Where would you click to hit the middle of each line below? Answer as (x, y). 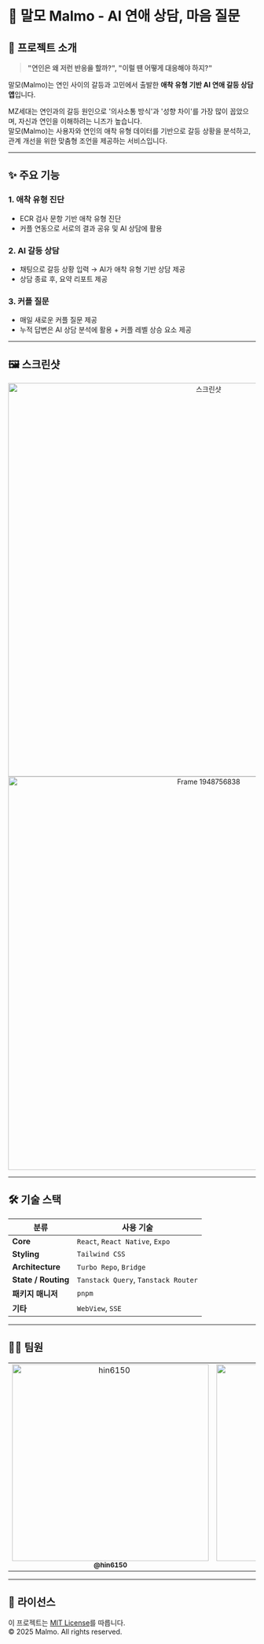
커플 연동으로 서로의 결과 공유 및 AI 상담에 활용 (91, 228)
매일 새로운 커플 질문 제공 (59, 320)
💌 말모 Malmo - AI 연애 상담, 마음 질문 (125, 16)
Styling (26, 1254)
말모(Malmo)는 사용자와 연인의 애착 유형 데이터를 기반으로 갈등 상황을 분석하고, (130, 131)
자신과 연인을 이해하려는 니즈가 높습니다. (81, 121)
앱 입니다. (22, 94)
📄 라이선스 (32, 1602)
